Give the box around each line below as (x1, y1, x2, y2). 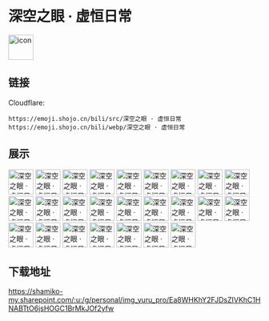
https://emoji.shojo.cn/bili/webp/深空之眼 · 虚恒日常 (8, 123, 186, 131)
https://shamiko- (8, 287, 63, 296)
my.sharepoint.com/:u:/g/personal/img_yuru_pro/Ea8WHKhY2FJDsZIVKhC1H (8, 295, 261, 305)
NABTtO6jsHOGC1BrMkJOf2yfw (8, 303, 114, 313)
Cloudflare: (8, 98, 46, 107)
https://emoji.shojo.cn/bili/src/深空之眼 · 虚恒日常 (8, 114, 182, 122)
